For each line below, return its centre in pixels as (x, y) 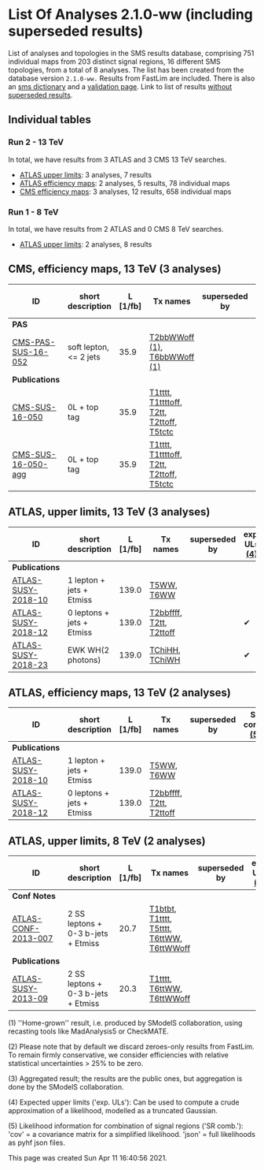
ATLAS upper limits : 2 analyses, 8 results (86, 244)
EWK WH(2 (88, 650)
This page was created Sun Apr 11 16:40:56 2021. (88, 1158)
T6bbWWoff (172, 356)
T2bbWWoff (172, 337)
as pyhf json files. (37, 1143)
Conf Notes (34, 896)
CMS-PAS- (34, 342)
